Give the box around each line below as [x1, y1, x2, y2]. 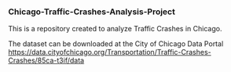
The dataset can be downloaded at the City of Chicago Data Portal [8, 39, 224, 49]
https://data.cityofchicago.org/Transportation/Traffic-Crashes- [8, 48, 211, 57]
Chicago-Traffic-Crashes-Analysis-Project [8, 6, 175, 17]
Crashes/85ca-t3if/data [8, 56, 85, 65]
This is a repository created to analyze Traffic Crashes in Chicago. [8, 24, 222, 34]
